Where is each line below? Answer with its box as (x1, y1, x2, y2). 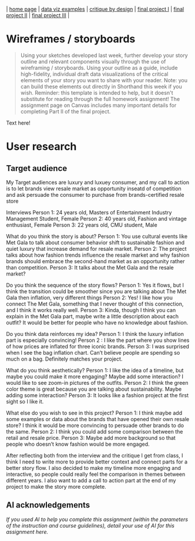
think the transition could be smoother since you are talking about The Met (6, 288, 187, 295)
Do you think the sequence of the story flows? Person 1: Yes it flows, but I (6, 281, 184, 288)
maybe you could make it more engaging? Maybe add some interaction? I (6, 373, 184, 380)
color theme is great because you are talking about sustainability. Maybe (6, 385, 182, 392)
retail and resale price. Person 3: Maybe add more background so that (6, 434, 176, 441)
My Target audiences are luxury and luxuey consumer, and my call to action (6, 179, 190, 186)
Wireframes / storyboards (6, 32, 136, 46)
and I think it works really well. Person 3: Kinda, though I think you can (6, 306, 176, 314)
